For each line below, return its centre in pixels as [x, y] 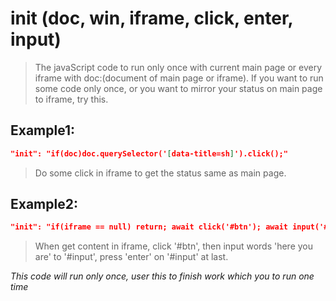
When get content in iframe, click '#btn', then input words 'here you [174, 246]
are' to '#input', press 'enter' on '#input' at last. [131, 257]
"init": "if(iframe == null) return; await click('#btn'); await [149, 227]
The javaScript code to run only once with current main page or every [178, 67]
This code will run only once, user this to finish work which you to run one [162, 276]
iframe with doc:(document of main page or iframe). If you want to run [179, 78]
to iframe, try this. [71, 99]
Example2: [44, 204]
